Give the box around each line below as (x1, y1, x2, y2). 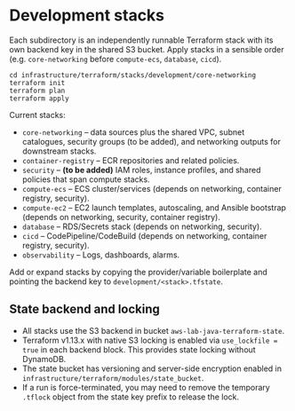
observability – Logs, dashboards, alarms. (21, 249, 180, 260)
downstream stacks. (21, 146, 97, 156)
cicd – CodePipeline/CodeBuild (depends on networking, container (21, 230, 267, 241)
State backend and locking (9, 302, 160, 317)
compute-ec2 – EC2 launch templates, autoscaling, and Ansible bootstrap (21, 202, 287, 213)
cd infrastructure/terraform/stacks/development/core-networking (9, 70, 256, 80)
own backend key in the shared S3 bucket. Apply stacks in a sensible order (9, 43, 284, 54)
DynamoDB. (21, 353, 67, 364)
